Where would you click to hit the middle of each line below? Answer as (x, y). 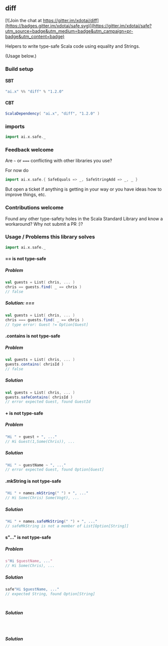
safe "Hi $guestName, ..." (32, 589)
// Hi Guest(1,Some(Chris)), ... (40, 441)
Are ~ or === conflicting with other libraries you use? (59, 161)
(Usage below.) (21, 56)
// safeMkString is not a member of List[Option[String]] (67, 526)
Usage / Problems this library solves (50, 237)
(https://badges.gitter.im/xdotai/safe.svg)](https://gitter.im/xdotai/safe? (78, 26)
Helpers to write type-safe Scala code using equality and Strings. (73, 46)
